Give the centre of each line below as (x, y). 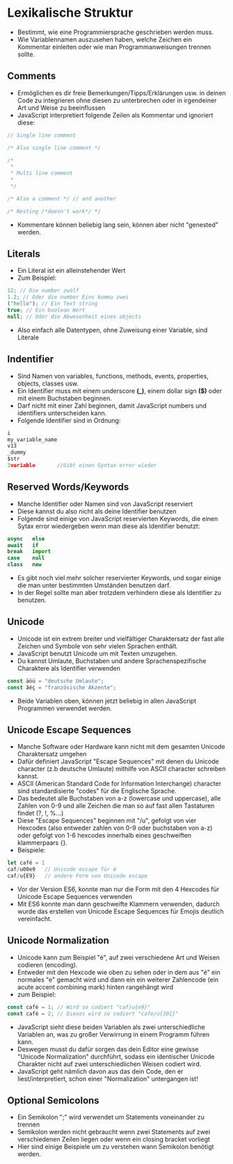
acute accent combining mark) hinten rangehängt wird (95, 987)
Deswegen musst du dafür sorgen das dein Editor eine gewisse (108, 1049)
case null (26, 558)
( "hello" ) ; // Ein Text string (53, 304)
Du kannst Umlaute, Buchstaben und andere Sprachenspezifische (112, 661)
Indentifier (31, 359)
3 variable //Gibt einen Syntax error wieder (82, 465)
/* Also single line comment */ (54, 148)
